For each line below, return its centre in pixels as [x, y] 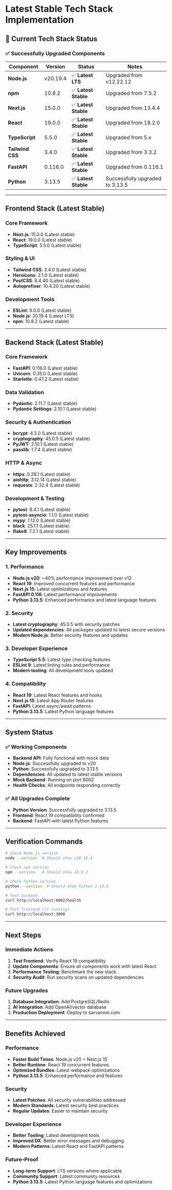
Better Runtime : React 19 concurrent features [61, 1064]
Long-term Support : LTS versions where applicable [67, 1171]
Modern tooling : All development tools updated [63, 670]
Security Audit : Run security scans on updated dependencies [78, 977]
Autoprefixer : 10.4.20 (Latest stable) [51, 286]
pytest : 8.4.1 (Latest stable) [41, 510]
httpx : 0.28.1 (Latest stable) [41, 474]
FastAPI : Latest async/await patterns [52, 706]
